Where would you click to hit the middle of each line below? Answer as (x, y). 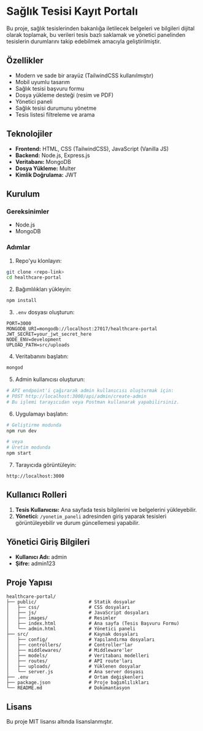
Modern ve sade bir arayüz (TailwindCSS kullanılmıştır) (84, 75)
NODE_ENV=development (34, 340)
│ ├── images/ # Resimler (61, 618)
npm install (21, 301)
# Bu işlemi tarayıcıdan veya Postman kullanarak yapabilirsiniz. (93, 402)
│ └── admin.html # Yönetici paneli (71, 629)
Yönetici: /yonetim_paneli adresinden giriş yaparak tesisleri (91, 516)
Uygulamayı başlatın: (42, 414)
